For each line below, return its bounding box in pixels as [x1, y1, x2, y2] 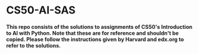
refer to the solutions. [6, 42, 61, 49]
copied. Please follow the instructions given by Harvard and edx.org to [6, 36, 184, 43]
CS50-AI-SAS [6, 4, 76, 17]
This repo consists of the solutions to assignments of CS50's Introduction [6, 23, 193, 30]
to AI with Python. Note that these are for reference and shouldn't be [6, 29, 179, 36]
